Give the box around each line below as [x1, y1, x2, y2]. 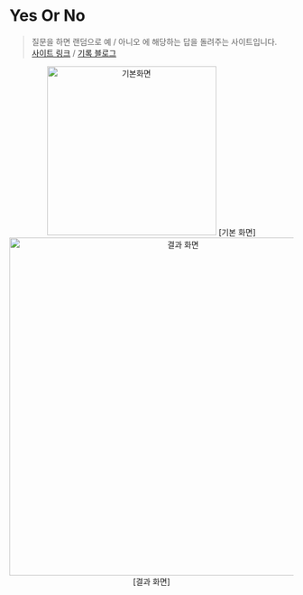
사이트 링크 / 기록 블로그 [31, 47, 117, 59]
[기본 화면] [218, 226, 256, 237]
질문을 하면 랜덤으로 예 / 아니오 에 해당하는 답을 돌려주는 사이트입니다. [31, 36, 278, 47]
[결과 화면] [133, 576, 170, 587]
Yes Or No [9, 5, 86, 26]
